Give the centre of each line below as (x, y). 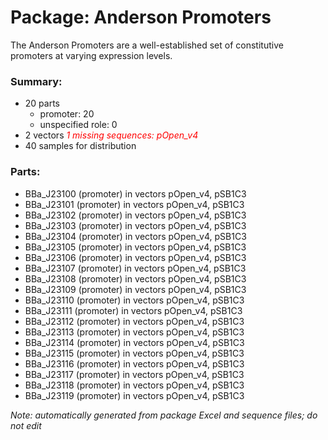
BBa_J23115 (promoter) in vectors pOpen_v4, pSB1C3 (134, 353)
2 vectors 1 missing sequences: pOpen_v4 (111, 135)
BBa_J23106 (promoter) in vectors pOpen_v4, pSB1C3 (135, 257)
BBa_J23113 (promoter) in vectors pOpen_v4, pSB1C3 (134, 332)
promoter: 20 (67, 114)
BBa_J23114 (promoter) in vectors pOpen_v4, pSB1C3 (134, 342)
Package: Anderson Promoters (141, 17)
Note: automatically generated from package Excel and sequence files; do (164, 415)
